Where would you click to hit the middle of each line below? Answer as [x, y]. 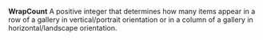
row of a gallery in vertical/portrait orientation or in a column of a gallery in [131, 20]
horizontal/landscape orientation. [63, 28]
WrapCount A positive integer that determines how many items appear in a [132, 11]
